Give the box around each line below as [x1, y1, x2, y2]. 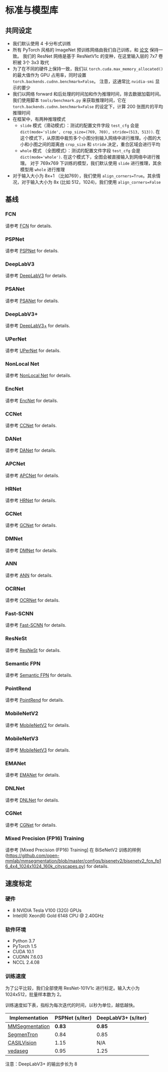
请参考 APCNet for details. [5, 472, 59, 479]
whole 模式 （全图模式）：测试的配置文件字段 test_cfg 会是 [20, 148, 141, 154]
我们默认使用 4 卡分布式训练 [12, 41, 71, 46]
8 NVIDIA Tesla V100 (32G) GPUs [12, 907, 82, 913]
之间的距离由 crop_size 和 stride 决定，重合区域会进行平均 [37, 142, 160, 147]
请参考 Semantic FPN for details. [5, 672, 72, 678]
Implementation [9, 1015, 48, 1022]
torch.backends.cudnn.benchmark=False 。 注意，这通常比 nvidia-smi [12, 79, 154, 84]
